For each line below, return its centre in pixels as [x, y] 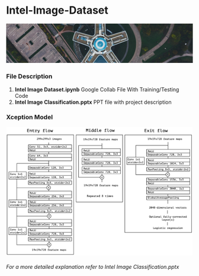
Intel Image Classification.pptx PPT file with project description [93, 102]
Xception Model [30, 118]
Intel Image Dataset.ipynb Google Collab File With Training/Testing [97, 89]
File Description [29, 77]
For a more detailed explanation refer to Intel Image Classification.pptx [93, 267]
